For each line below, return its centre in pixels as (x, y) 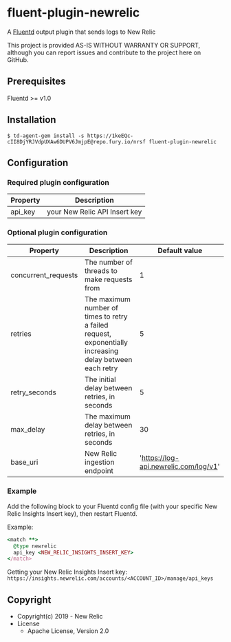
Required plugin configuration (58, 182)
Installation (32, 120)
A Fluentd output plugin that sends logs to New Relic (81, 32)
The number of (109, 262)
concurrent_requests (44, 275)
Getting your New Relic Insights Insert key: (67, 572)
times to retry (107, 317)
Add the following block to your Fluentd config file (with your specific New (112, 506)
